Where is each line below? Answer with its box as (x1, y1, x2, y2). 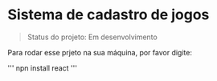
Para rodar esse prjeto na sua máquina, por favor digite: (7, 47, 192, 57)
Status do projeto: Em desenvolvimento (27, 32, 158, 42)
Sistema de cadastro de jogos (7, 6, 210, 24)
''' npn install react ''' (7, 63, 78, 73)
